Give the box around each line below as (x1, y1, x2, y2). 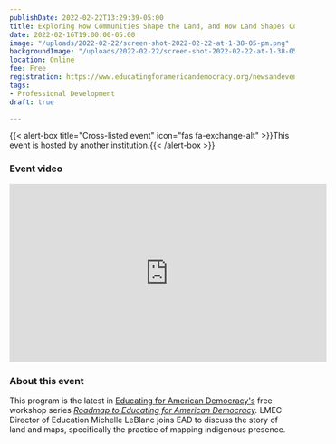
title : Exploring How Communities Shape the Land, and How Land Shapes (9, 22, 285, 31)
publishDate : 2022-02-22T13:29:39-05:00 (9, 13, 165, 23)
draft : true (9, 97, 54, 107)
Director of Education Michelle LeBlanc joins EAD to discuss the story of (9, 414, 279, 425)
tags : (9, 81, 30, 90)
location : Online (9, 55, 75, 64)
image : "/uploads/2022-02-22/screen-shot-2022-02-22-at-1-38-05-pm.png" (9, 38, 290, 48)
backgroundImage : (9, 47, 75, 56)
